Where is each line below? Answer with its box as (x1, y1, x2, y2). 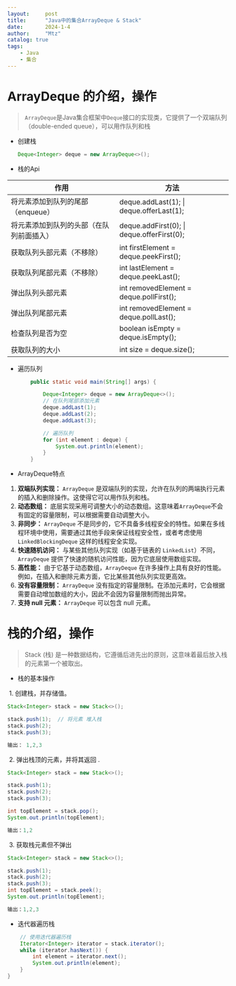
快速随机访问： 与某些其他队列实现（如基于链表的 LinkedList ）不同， (17, 546, 219, 554)
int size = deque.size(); (119, 344, 195, 354)
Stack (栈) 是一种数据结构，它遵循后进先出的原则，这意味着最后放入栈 (24, 651, 228, 659)
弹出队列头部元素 (11, 287, 68, 297)
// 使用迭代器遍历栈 (20, 933, 72, 940)
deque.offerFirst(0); (119, 229, 185, 239)
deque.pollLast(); (119, 312, 176, 322)
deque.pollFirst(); (119, 292, 177, 301)
